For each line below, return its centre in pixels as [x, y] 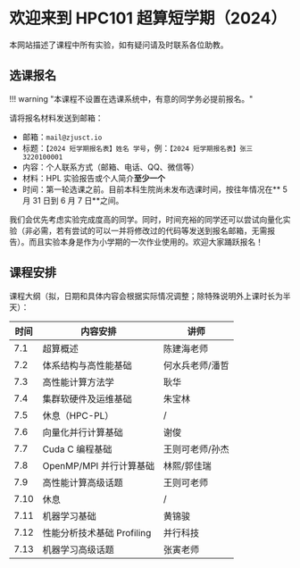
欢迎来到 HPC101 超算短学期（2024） [148, 18]
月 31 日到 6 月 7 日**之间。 [73, 200]
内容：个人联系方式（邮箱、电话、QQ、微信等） [110, 167]
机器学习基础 [69, 516]
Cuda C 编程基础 [77, 449]
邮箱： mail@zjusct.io [62, 137]
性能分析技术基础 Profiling [97, 532]
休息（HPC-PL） [78, 415]
